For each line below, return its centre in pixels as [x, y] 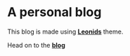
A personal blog [54, 12]
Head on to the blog [36, 45]
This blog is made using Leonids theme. [65, 31]
